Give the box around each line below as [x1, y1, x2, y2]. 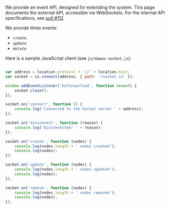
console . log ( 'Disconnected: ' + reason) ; [14, 125, 103, 130]
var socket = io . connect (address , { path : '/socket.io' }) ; [5, 74, 135, 79]
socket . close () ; [14, 88, 49, 93]
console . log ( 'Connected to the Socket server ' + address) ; [14, 106, 144, 112]
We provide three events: [5, 25, 58, 31]
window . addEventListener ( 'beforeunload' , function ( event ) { [5, 83, 137, 88]
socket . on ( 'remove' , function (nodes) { [5, 185, 92, 190]
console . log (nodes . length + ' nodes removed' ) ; [14, 190, 116, 195]
